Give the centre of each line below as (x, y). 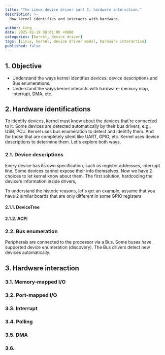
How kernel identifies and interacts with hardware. (65, 19)
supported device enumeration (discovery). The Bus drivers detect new (78, 248)
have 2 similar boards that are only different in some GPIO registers (73, 196)
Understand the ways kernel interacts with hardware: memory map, (81, 88)
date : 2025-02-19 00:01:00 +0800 (39, 33)
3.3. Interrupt (21, 309)
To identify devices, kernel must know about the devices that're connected (81, 121)
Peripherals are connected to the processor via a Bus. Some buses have (78, 242)
